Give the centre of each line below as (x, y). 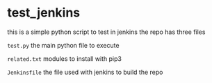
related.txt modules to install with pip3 (64, 58)
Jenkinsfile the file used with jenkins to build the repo (85, 72)
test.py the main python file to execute (63, 45)
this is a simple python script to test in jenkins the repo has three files (106, 32)
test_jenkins (44, 13)
